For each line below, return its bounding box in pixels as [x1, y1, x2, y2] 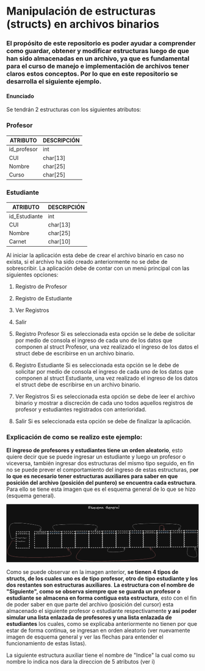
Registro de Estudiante [15, 294, 73, 302]
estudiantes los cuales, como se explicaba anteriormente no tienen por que [6, 620, 197, 628]
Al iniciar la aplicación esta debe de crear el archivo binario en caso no [6, 252, 184, 259]
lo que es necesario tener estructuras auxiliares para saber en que [6, 473, 178, 480]
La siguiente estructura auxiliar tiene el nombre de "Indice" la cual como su [6, 651, 195, 659]
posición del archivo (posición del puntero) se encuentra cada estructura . [6, 479, 197, 487]
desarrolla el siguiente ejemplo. [6, 78, 102, 86]
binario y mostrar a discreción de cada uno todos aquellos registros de [15, 399, 193, 407]
